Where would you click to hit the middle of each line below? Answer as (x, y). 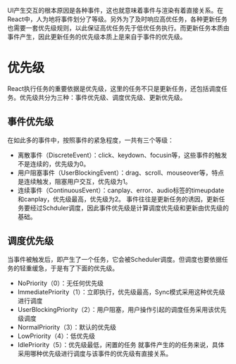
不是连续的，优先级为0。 (54, 163)
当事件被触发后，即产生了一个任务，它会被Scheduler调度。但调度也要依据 (115, 259)
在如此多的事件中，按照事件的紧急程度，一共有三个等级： (91, 140)
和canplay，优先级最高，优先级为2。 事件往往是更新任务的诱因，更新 (118, 199)
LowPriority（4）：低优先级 (56, 336)
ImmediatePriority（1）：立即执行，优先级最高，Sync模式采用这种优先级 (121, 291)
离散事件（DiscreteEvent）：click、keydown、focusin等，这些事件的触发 (122, 155)
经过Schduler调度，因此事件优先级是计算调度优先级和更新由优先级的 (129, 208)
